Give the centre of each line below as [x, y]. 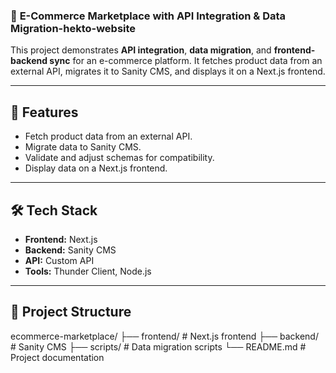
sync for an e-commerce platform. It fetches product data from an [186, 61]
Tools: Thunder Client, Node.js [88, 271]
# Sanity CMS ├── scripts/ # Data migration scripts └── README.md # [158, 346]
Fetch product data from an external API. [108, 136]
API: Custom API [59, 260]
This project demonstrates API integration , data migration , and [141, 50]
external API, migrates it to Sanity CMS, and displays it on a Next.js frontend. [168, 71]
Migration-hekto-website [73, 28]
